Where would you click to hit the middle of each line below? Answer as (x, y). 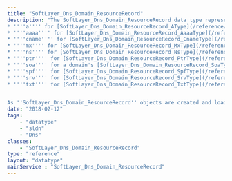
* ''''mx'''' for (32, 46)
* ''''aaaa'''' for (35, 33)
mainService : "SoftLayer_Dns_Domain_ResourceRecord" (86, 167)
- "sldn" (32, 128)
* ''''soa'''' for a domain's (51, 65)
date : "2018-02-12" (35, 109)
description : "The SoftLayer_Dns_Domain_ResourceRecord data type (105, 20)
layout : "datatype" (35, 161)
